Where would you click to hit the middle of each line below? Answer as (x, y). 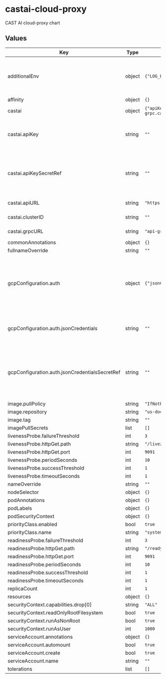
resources (19, 596)
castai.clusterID (26, 217)
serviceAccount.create (34, 653)
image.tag (19, 420)
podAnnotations (26, 500)
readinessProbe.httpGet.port (41, 556)
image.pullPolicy (27, 404)
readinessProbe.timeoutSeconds (46, 581)
